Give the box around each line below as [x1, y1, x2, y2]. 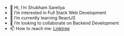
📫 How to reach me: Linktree [9, 26, 70, 31]
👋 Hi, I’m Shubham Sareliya [9, 5, 65, 10]
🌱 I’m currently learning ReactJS [9, 15, 76, 20]
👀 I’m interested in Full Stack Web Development [9, 10, 106, 16]
